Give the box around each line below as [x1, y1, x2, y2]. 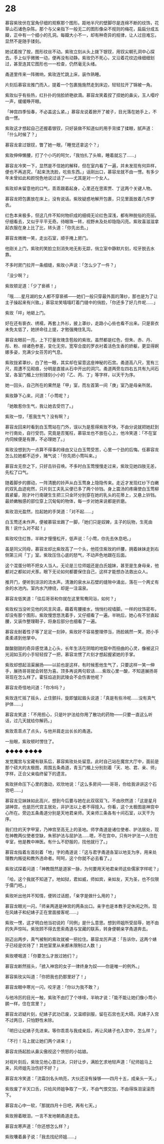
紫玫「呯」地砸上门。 [5, 310, 48, 315]
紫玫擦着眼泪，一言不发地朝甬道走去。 [5, 1113, 82, 1118]
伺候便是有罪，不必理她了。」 [9, 436, 67, 442]
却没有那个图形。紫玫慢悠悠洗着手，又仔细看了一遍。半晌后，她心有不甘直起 [5, 612, 159, 618]
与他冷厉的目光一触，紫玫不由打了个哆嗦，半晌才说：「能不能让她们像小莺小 [5, 994, 157, 1000]
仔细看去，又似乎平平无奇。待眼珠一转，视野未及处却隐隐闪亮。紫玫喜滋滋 [5, 218, 155, 224]
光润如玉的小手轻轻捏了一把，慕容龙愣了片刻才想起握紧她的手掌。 [5, 651, 138, 657]
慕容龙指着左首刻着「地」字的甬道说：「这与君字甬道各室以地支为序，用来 [5, 849, 153, 855]
